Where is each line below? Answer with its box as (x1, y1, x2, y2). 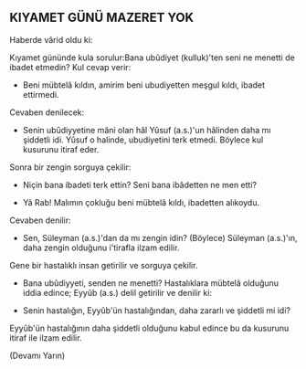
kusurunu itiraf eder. (22, 143, 100, 154)
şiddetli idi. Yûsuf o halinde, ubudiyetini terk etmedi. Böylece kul (22, 134, 264, 145)
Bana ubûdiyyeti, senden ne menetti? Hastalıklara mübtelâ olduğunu (22, 277, 280, 289)
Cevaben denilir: (9, 215, 71, 226)
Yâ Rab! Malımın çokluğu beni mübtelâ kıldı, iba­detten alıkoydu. (22, 196, 260, 207)
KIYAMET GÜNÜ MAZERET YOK (9, 10, 195, 26)
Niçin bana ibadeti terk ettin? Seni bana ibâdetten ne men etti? (22, 179, 258, 190)
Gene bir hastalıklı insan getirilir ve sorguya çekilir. (9, 259, 198, 270)
